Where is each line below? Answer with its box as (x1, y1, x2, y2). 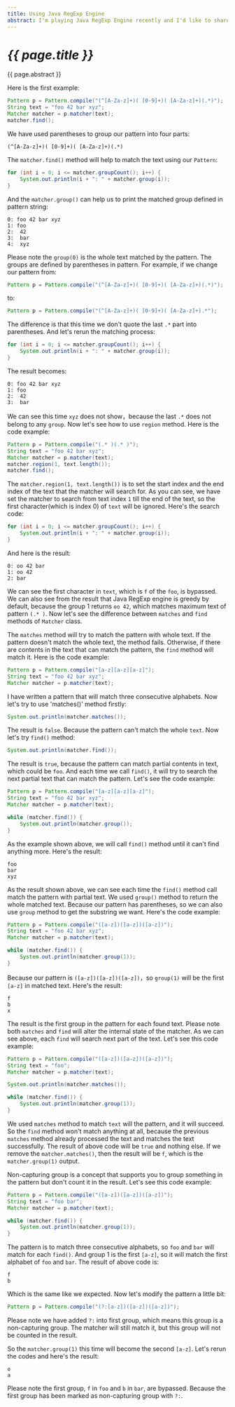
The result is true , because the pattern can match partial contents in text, (7, 759, 219, 768)
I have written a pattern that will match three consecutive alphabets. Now (7, 692, 218, 700)
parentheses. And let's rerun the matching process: (7, 328, 155, 336)
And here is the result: (7, 549, 71, 557)
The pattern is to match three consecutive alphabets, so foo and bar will (7, 1243, 215, 1251)
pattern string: (7, 202, 49, 211)
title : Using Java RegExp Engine (7, 10, 105, 18)
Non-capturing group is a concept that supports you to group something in (7, 1170, 223, 1179)
